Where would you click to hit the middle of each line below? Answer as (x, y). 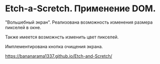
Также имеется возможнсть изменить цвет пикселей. (62, 37)
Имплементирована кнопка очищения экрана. (54, 46)
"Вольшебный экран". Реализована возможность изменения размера (79, 22)
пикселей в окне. (23, 27)
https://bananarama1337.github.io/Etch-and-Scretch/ (59, 56)
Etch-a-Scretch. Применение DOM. (80, 9)
